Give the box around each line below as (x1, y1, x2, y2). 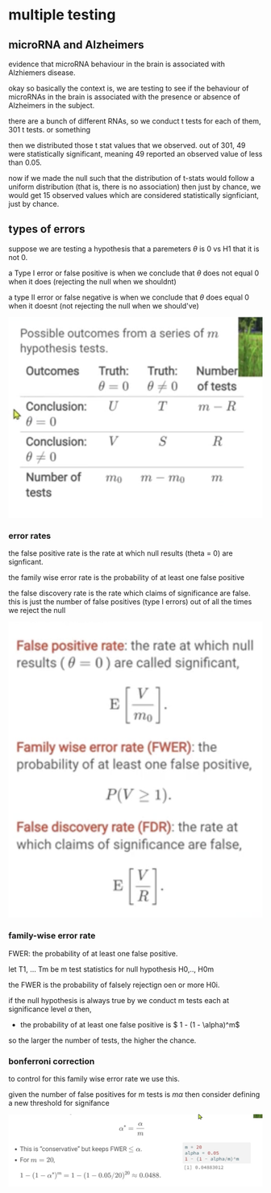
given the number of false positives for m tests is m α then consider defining (8, 1089, 261, 1099)
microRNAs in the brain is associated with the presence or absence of (8, 92, 240, 102)
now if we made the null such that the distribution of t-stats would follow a (8, 174, 255, 183)
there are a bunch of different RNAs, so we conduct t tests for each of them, (8, 116, 261, 126)
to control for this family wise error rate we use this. (8, 1073, 180, 1083)
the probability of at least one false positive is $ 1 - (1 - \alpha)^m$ (19, 1019, 240, 1029)
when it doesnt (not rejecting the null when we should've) (8, 300, 199, 310)
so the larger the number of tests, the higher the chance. (8, 1035, 197, 1045)
